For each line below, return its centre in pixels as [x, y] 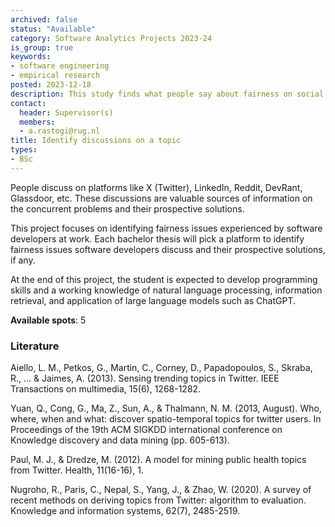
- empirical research [55, 76]
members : [37, 122]
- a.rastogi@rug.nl [60, 131]
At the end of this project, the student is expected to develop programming [164, 279]
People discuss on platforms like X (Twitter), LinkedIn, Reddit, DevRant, [156, 187]
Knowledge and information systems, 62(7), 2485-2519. [125, 511]
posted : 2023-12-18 [51, 85]
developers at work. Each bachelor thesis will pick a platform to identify [157, 238]
